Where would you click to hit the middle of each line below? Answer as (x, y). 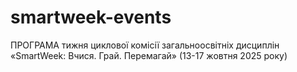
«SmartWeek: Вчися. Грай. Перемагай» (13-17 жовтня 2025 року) (149, 55)
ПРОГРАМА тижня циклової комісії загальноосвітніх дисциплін (145, 45)
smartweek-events (91, 17)
